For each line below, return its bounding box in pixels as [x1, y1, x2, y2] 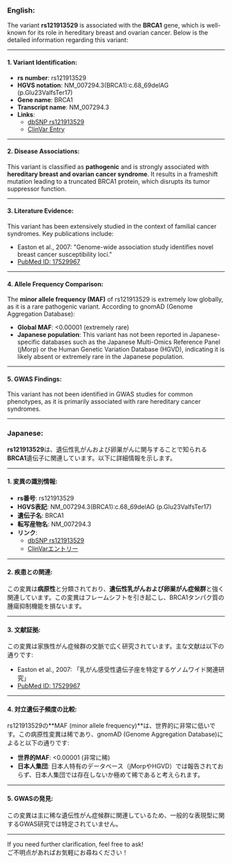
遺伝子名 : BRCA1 [17, 511, 64, 519]
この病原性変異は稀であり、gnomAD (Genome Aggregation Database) [18, 730, 217, 739]
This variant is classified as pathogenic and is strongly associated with [7, 162, 209, 171]
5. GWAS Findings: [7, 375, 62, 383]
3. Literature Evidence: [7, 206, 74, 215]
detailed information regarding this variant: [7, 36, 128, 44]
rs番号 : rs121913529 [17, 494, 75, 502]
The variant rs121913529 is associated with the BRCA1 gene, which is [7, 21, 205, 30]
